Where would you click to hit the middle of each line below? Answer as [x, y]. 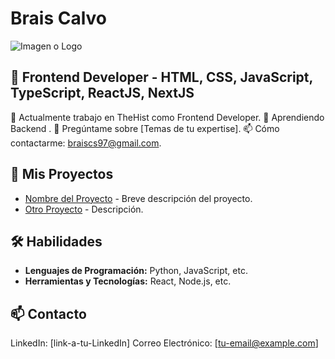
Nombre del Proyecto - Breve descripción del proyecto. [138, 198]
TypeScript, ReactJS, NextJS [102, 93]
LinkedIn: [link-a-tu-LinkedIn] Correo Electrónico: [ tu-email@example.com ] [164, 343]
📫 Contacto [48, 313]
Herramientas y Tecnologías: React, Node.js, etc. [128, 281]
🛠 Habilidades [56, 241]
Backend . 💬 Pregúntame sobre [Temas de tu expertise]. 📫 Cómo [145, 128]
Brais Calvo [58, 18]
